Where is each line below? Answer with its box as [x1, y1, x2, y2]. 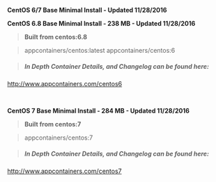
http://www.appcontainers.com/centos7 [7, 167, 122, 175]
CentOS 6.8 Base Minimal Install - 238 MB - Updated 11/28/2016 [7, 19, 196, 27]
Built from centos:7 [24, 119, 82, 128]
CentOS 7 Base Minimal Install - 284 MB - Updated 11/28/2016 [7, 106, 190, 115]
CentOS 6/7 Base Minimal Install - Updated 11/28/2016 [7, 6, 167, 14]
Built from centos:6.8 [24, 33, 88, 41]
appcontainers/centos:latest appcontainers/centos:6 [24, 47, 176, 54]
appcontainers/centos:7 [24, 133, 93, 142]
